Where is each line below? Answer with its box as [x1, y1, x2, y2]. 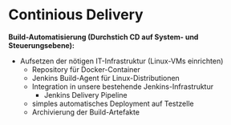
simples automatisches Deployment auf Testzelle [31, 99, 194, 108]
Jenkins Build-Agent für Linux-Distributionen [31, 73, 180, 83]
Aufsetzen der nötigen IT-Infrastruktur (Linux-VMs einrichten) [19, 56, 224, 66]
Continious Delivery [8, 6, 144, 24]
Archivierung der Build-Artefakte [31, 107, 140, 117]
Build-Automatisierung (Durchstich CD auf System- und [8, 32, 199, 42]
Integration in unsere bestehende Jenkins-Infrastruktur [31, 82, 214, 91]
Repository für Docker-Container [31, 64, 140, 74]
